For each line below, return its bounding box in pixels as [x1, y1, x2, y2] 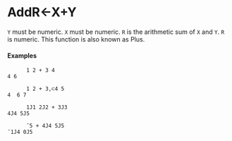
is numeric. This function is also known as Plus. [7, 35, 145, 43]
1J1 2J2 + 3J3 [25, 104, 68, 111]
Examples [7, 51, 37, 60]
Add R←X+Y [7, 4, 77, 20]
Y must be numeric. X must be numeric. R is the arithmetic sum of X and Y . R [7, 27, 225, 36]
